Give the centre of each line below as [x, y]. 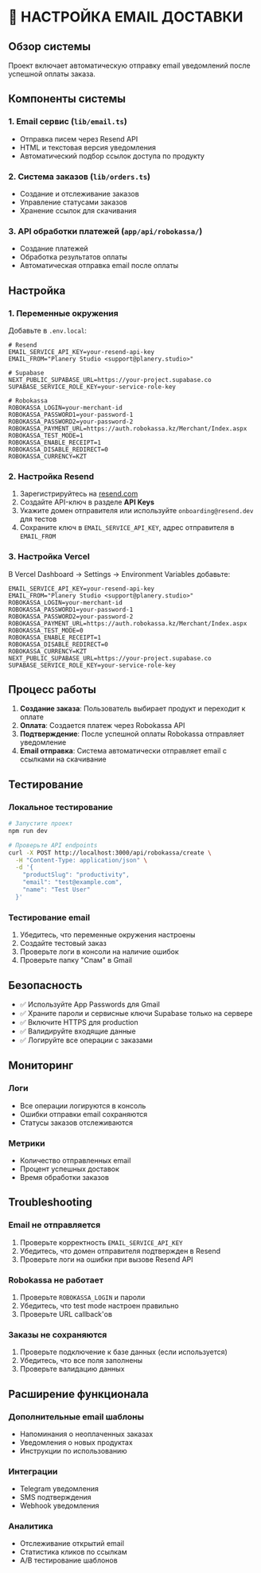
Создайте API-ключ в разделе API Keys [87, 502]
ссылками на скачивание [63, 759]
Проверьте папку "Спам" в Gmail [76, 960]
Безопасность [45, 985]
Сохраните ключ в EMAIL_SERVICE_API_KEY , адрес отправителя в [127, 528]
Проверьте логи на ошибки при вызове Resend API [106, 1259]
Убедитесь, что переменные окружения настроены [107, 935]
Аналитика [31, 1526]
